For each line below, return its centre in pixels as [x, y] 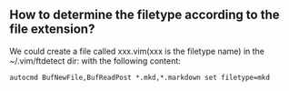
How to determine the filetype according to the [144, 15]
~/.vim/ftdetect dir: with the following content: [95, 61]
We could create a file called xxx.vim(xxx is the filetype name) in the [137, 51]
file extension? [52, 30]
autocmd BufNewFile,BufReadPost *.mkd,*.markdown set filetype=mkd [140, 77]
